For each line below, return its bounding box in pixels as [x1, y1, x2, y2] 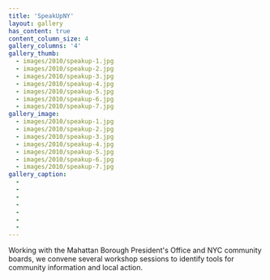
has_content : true [8, 27, 71, 35]
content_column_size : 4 [8, 34, 89, 43]
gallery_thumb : [8, 50, 60, 58]
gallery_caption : [8, 170, 67, 179]
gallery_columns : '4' [8, 42, 82, 50]
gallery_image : [8, 110, 60, 118]
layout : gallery [8, 19, 63, 28]
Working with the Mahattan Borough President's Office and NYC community [8, 245, 262, 256]
